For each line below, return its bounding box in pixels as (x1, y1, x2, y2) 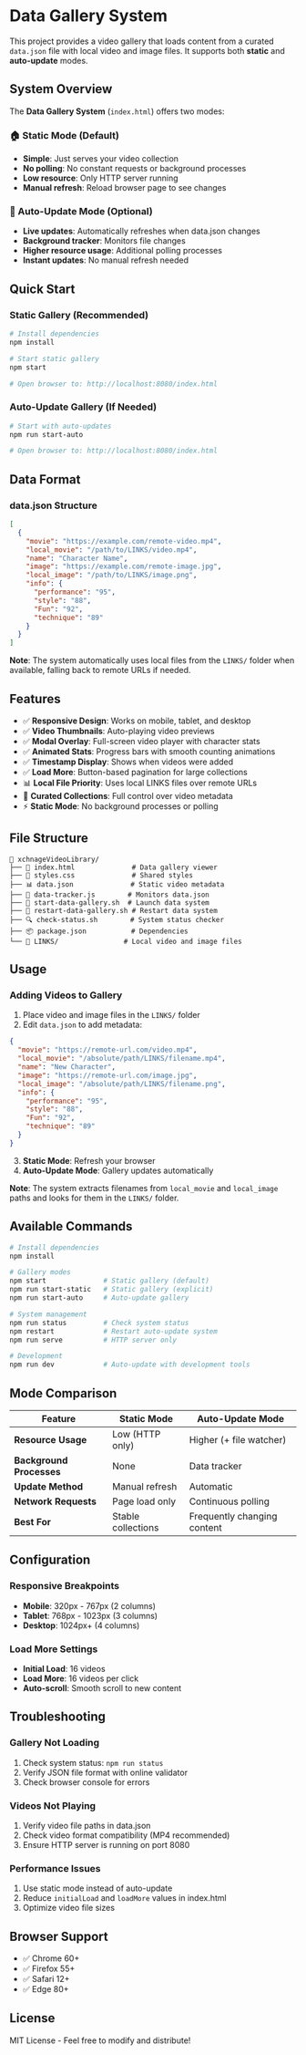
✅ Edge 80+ (22, 1984, 70, 1995)
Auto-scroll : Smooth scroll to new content (22, 1682, 182, 1693)
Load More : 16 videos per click (22, 1673, 139, 1684)
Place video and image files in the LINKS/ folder (22, 1010, 200, 1021)
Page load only (112, 1495, 176, 1508)
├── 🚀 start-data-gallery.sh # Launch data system (9, 898, 209, 908)
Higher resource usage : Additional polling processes (22, 245, 223, 256)
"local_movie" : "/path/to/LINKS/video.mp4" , (25, 545, 198, 555)
